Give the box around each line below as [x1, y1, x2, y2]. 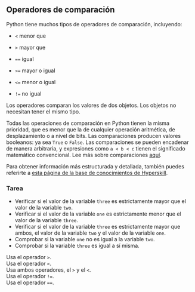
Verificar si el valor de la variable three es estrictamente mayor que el [14, 198, 187, 205]
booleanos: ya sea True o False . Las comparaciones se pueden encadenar [6, 139, 189, 146]
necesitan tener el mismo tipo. [6, 107, 81, 115]
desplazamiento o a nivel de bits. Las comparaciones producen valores [6, 132, 181, 139]
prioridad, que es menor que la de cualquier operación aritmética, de [6, 125, 175, 133]
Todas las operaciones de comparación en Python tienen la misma [6, 119, 170, 127]
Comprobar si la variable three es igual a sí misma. [14, 242, 140, 250]
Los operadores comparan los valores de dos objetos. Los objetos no [6, 102, 177, 109]
